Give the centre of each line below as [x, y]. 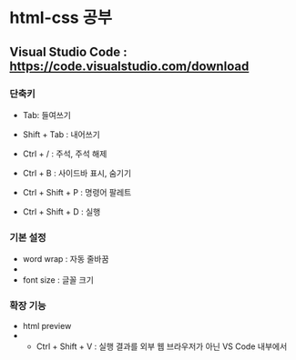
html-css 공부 [61, 18]
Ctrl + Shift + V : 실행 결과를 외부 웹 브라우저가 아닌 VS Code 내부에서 [162, 346]
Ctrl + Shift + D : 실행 [61, 211]
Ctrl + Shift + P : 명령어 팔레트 [77, 192]
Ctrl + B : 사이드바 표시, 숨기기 [77, 173]
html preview [47, 326]
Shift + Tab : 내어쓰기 [61, 134]
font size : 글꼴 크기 [58, 280]
